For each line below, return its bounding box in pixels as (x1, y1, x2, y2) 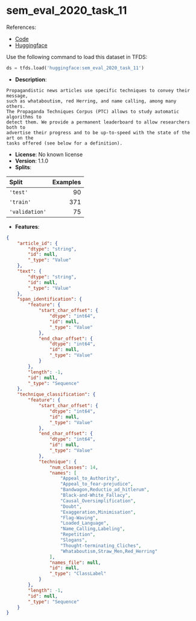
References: (6, 23, 36, 31)
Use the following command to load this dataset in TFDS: (6, 53, 148, 60)
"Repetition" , (60, 531, 96, 538)
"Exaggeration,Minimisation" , (60, 509, 136, 515)
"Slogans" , (60, 537, 87, 543)
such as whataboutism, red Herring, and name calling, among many (6, 98, 177, 104)
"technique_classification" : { (17, 392, 96, 398)
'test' (9, 189, 28, 196)
